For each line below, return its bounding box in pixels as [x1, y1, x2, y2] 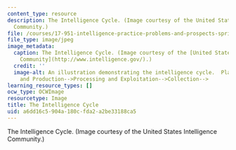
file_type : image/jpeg [7, 36, 74, 43]
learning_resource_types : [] [7, 82, 93, 89]
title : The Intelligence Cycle [7, 102, 99, 109]
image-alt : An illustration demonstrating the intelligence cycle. [13, 69, 216, 76]
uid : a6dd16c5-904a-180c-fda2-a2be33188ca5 [7, 108, 137, 115]
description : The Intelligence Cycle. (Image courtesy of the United [7, 17, 216, 24]
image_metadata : [7, 43, 55, 50]
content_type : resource [7, 10, 77, 18]
